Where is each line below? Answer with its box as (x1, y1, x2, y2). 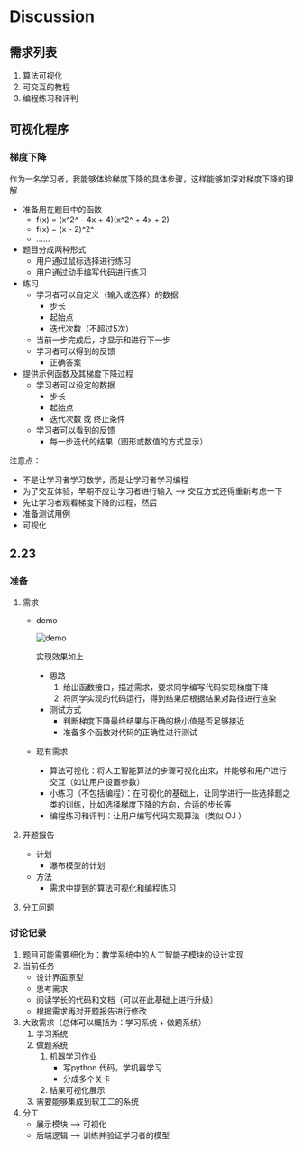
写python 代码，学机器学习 (62, 1061, 163, 1072)
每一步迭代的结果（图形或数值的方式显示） (49, 435, 208, 446)
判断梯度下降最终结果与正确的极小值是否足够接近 (62, 715, 245, 726)
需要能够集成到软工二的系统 (35, 1096, 140, 1107)
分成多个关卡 (62, 1073, 111, 1084)
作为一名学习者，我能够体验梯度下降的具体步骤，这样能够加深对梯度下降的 (9, 173, 286, 184)
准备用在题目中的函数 (22, 203, 102, 214)
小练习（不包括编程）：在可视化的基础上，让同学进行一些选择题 (49, 788, 283, 799)
